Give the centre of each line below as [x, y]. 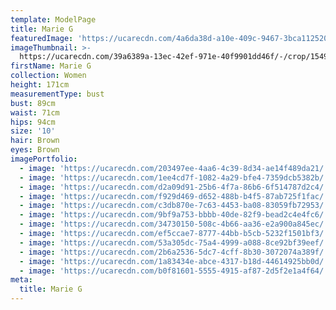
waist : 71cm [35, 112]
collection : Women [48, 76]
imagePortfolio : [44, 159]
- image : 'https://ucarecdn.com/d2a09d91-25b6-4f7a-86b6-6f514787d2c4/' [174, 187]
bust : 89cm [33, 103]
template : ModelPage [53, 19]
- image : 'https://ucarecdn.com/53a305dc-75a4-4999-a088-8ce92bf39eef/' [174, 242]
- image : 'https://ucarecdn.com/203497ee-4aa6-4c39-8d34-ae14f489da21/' [174, 168]
